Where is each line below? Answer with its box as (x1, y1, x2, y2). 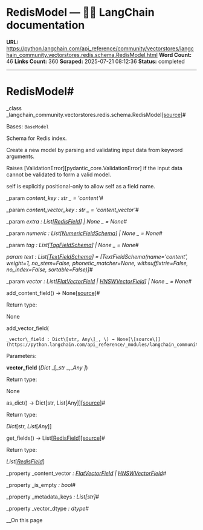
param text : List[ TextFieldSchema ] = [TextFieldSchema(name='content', (6, 253, 188, 260)
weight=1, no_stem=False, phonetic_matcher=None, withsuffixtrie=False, (6, 259, 188, 267)
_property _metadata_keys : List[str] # (6, 493, 100, 500)
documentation (6, 18, 85, 32)
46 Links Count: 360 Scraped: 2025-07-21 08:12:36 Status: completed (6, 58, 185, 65)
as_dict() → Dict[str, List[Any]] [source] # (6, 399, 106, 406)
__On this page (6, 516, 43, 523)
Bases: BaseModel (6, 122, 50, 130)
